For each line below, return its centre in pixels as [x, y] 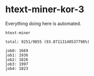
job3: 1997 [17, 64]
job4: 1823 [17, 68]
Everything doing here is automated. [43, 23]
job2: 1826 [17, 60]
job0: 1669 [17, 50]
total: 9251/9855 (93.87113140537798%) [48, 42]
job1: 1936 [17, 55]
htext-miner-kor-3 [45, 9]
